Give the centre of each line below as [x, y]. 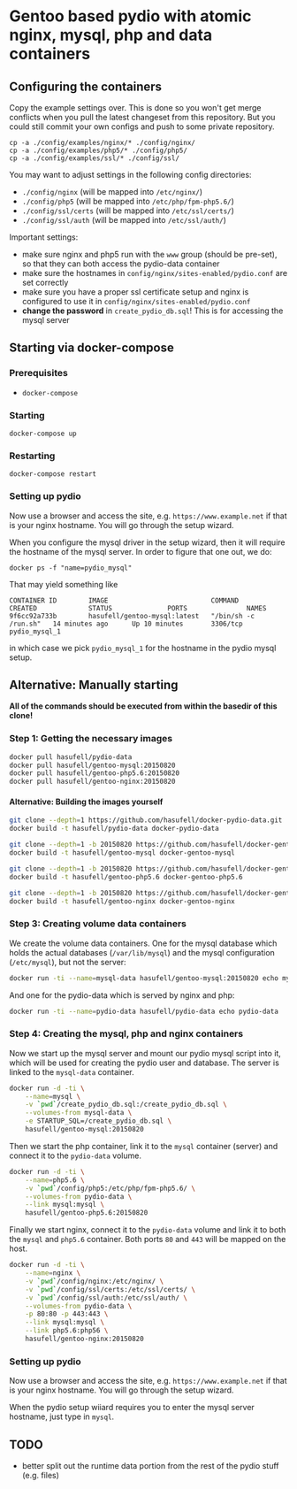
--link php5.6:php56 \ [67, 1331]
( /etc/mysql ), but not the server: [68, 962]
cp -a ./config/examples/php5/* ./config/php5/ [99, 150]
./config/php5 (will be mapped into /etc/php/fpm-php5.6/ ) [128, 201]
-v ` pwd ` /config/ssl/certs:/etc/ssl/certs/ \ [110, 1289]
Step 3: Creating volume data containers [98, 924]
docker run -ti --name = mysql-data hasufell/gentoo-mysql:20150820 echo [144, 978]
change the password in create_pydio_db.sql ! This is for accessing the [152, 311]
